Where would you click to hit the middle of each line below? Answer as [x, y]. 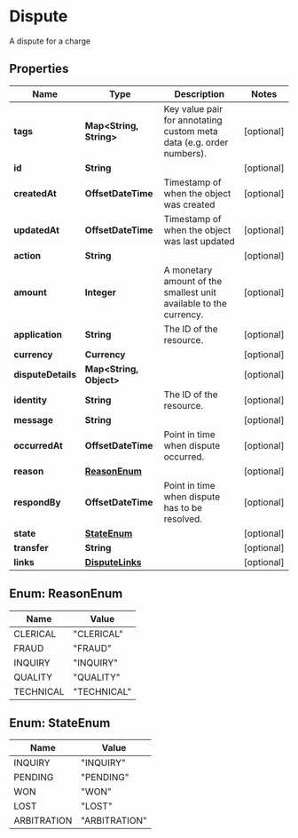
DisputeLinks [113, 562]
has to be [183, 507]
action [27, 255]
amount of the [193, 281]
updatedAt [37, 230]
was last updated [199, 241]
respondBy [37, 502]
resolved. [183, 519]
